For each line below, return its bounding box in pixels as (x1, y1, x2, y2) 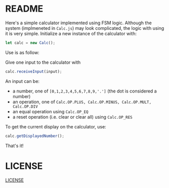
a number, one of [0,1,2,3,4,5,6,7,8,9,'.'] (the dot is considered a (12, 88, 157, 94)
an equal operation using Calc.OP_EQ (12, 108, 89, 114)
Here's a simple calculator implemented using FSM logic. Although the (5, 20, 152, 26)
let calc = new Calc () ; (5, 40, 56, 45)
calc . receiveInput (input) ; (5, 69, 62, 74)
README (5, 3, 44, 15)
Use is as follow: (5, 49, 39, 56)
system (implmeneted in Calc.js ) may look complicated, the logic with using (5, 25, 164, 31)
